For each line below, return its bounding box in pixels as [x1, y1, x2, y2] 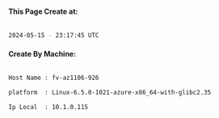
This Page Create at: [8, 6, 78, 16]
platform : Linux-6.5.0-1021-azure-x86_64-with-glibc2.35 [8, 89, 212, 97]
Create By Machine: [8, 48, 77, 58]
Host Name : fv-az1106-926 [8, 74, 99, 82]
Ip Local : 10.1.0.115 [8, 103, 89, 112]
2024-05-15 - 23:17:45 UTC [8, 32, 99, 40]
